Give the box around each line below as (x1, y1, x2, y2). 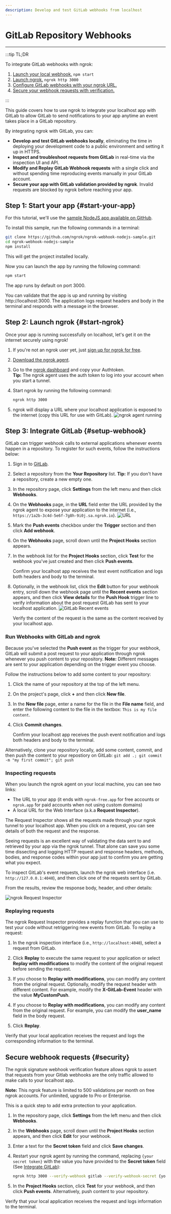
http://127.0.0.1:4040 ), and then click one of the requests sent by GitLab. (5, 874, 162, 881)
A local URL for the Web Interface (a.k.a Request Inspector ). (12, 807, 140, 813)
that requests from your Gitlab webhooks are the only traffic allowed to (5, 1072, 154, 1078)
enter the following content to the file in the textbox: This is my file (12, 706, 157, 712)
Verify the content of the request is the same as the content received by (12, 615, 164, 621)
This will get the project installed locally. (5, 253, 89, 259)
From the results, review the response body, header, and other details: (5, 885, 153, 891)
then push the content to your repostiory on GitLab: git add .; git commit (5, 752, 162, 758)
